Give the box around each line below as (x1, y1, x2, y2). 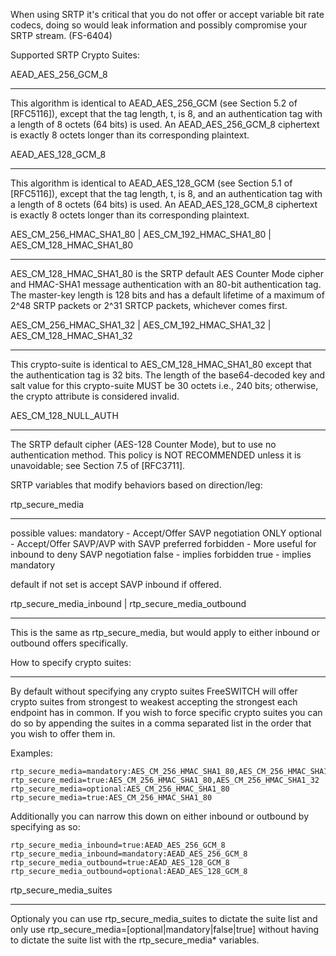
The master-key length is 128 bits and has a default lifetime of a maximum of (10, 289, 325, 301)
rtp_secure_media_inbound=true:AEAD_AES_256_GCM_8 (10, 840, 226, 850)
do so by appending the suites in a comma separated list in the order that (10, 717, 312, 729)
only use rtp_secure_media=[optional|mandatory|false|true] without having (10, 924, 320, 935)
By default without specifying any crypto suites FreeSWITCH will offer (10, 685, 298, 697)
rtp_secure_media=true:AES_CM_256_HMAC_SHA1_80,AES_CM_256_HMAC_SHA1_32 (10, 775, 320, 785)
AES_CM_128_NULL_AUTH (10, 410, 119, 421)
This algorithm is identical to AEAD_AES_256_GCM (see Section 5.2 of (10, 97, 298, 109)
